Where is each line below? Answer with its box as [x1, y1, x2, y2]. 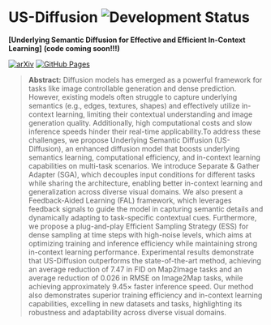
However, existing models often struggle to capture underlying [28, 92, 238, 101]
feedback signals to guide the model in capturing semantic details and [28, 203, 264, 214]
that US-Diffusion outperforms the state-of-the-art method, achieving [28, 255, 262, 265]
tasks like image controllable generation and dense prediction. [28, 83, 237, 93]
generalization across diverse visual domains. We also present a [28, 186, 243, 196]
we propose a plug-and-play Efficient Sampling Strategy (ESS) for [28, 221, 249, 231]
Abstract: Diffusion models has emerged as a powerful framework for [28, 75, 263, 84]
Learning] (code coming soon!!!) [8, 43, 120, 53]
